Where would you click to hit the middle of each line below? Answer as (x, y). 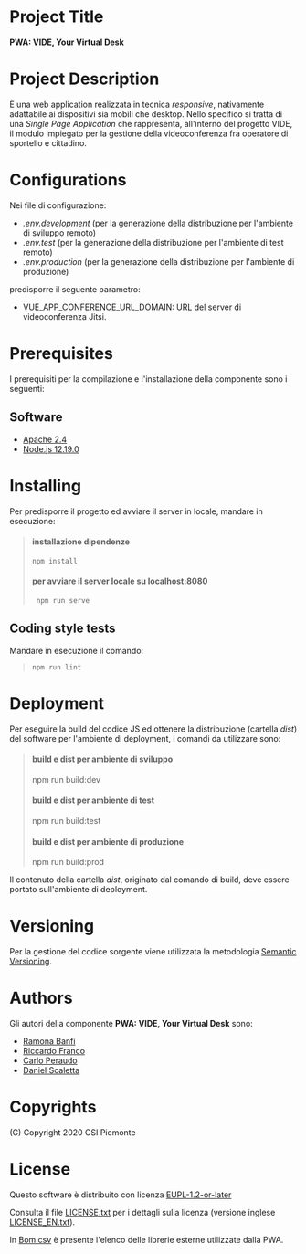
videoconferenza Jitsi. (64, 316)
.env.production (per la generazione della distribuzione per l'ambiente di (158, 261)
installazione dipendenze (81, 542)
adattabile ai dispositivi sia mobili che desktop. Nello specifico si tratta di (146, 114)
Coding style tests (63, 629)
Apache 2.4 (45, 439)
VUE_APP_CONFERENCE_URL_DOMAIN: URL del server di (132, 307)
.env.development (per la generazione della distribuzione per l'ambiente (158, 223)
